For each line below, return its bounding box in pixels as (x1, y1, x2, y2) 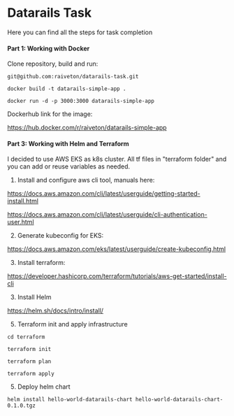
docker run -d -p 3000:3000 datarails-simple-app (7, 98, 155, 105)
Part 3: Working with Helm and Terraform (7, 139, 129, 148)
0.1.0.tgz (7, 402, 36, 410)
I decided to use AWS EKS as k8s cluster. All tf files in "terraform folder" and (7, 155, 227, 164)
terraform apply (7, 371, 54, 378)
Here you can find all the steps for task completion (7, 28, 153, 36)
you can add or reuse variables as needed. (7, 162, 131, 171)
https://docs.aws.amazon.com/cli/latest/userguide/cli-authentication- (7, 210, 207, 219)
